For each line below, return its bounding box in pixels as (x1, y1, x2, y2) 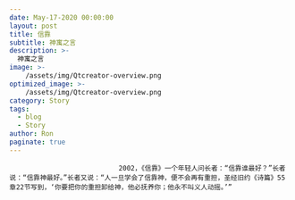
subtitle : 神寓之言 (9, 37, 77, 47)
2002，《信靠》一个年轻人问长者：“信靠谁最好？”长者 (118, 163, 286, 172)
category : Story (9, 96, 70, 105)
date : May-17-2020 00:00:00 (9, 12, 114, 22)
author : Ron (9, 129, 54, 138)
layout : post (9, 21, 58, 30)
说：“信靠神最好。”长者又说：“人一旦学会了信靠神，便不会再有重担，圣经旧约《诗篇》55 (9, 173, 286, 182)
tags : (9, 104, 29, 113)
